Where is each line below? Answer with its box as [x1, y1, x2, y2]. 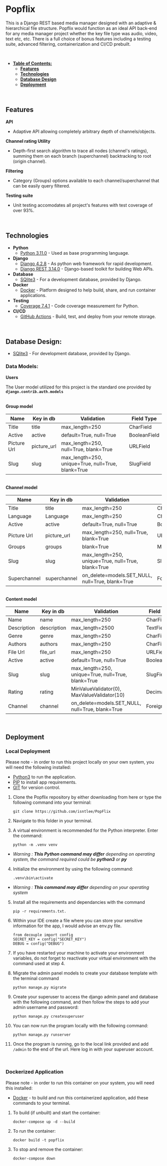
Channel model [5, 484, 38, 490]
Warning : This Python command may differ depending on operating [12, 851, 155, 857]
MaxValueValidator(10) [71, 691, 125, 698]
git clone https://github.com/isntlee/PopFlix [12, 809, 111, 814]
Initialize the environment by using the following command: [12, 866, 133, 872]
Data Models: [5, 363, 39, 370]
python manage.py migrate [12, 985, 66, 990]
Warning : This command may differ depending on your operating [12, 884, 149, 890]
